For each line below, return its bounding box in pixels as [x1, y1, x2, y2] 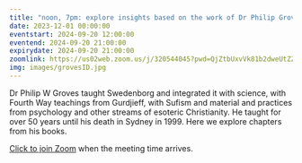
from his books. [9, 125, 67, 136]
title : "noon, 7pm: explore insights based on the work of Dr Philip [9, 13, 276, 22]
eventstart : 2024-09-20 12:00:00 [9, 30, 135, 39]
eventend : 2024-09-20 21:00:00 [9, 38, 127, 47]
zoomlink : [9, 55, 47, 64]
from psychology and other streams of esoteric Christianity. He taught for [9, 107, 281, 117]
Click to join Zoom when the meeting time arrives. [9, 142, 193, 153]
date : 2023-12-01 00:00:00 [9, 21, 111, 30]
